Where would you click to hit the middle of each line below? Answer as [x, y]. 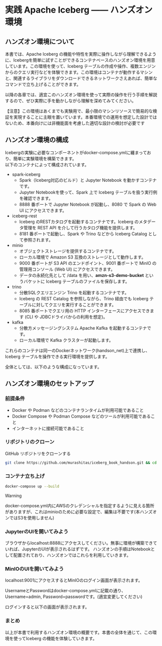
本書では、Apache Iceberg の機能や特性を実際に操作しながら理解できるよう [81, 54]
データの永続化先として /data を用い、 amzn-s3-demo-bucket [81, 275]
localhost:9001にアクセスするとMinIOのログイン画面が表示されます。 [74, 581]
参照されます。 [38, 240]
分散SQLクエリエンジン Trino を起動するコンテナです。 [74, 292]
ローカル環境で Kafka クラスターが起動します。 [66, 340]
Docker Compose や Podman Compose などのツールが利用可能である [81, 416]
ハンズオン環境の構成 [37, 140]
